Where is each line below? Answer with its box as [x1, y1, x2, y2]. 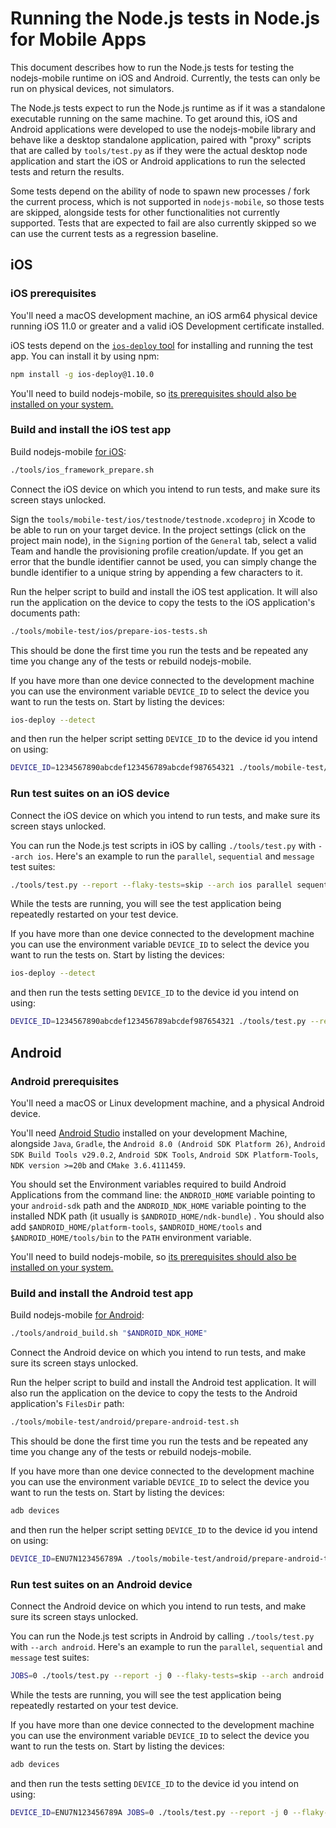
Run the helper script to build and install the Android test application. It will [10, 1377, 317, 1389]
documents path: [10, 607, 81, 619]
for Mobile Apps [10, 28, 147, 51]
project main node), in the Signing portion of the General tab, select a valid [10, 534, 317, 546]
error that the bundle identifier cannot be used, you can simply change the [10, 555, 317, 567]
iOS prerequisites [10, 287, 97, 301]
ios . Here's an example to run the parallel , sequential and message [36, 850, 315, 862]
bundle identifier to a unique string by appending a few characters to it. [10, 566, 303, 578]
